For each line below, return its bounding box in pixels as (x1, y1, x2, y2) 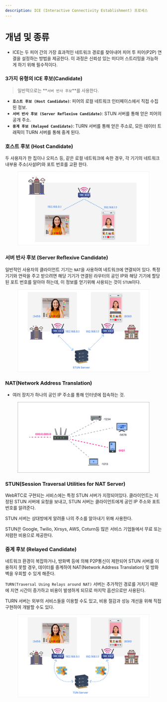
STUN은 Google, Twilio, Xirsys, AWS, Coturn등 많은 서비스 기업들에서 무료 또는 (5, 526, 162, 532)
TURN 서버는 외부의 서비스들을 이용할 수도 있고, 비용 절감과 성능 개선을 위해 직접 (5, 598, 162, 604)
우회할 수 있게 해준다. (14, 570, 56, 576)
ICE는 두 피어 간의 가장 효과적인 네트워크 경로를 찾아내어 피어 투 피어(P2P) (12, 49, 157, 55)
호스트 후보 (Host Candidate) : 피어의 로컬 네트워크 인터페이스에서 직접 (12, 98, 149, 104)
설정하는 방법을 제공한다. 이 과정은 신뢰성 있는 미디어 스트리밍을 (21, 55, 145, 61)
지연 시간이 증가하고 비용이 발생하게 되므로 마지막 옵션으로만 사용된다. (10, 587, 146, 593)
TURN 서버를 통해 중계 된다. (25, 129, 81, 135)
